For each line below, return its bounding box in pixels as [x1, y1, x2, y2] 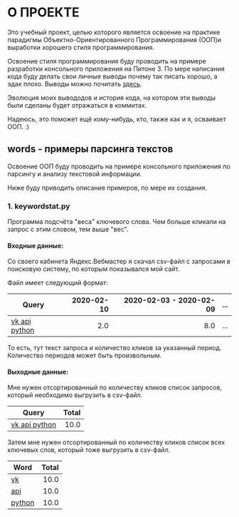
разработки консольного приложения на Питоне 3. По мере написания [7, 64, 225, 73]
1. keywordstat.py [7, 201, 70, 211]
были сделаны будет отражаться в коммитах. [7, 101, 147, 109]
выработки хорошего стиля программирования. [7, 43, 155, 51]
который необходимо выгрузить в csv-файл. [7, 391, 143, 399]
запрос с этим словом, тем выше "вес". [7, 225, 129, 234]
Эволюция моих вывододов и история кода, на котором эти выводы [7, 93, 216, 102]
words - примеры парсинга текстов [7, 143, 174, 155]
